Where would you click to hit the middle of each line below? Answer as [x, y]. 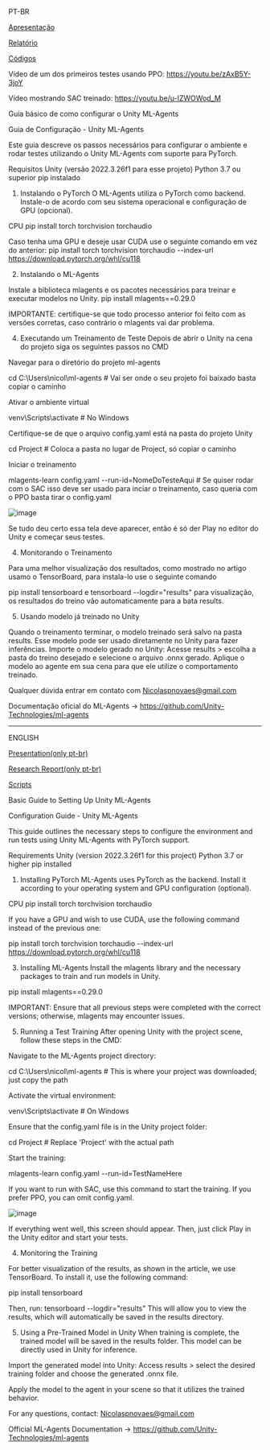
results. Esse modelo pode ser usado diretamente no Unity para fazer [123, 640]
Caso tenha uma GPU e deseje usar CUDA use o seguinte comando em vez [133, 242]
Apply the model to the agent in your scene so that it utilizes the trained [127, 1389]
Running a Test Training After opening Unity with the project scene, [131, 1031]
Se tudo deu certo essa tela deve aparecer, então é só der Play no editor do [133, 528]
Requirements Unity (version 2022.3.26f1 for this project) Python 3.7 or [126, 855]
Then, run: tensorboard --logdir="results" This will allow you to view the [127, 1308]
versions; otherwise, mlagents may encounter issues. [96, 1016]
